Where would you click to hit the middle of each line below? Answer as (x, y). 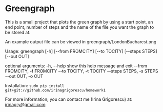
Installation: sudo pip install (35, 85)
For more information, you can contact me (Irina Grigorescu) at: (69, 99)
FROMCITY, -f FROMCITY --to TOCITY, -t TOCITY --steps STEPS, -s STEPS (82, 71)
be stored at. (18, 32)
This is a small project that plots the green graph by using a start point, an (79, 22)
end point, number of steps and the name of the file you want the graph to (80, 27)
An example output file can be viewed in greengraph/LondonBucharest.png (81, 41)
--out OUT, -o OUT (24, 76)
